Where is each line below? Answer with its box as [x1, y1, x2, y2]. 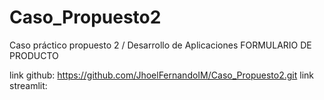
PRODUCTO [9, 49, 59, 61]
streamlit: [9, 79, 48, 91]
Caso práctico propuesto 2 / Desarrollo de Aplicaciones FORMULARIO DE [9, 39, 312, 51]
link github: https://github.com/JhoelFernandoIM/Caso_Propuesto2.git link [9, 69, 314, 81]
